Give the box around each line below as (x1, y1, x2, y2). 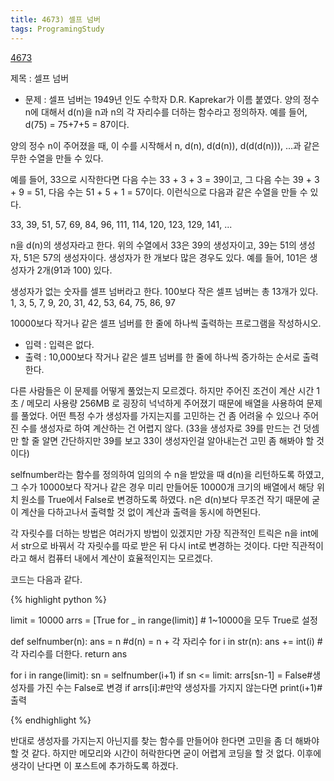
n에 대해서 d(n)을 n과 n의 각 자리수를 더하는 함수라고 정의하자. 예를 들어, (24, 106, 308, 118)
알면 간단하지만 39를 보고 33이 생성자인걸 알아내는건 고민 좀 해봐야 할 (41, 434, 315, 446)
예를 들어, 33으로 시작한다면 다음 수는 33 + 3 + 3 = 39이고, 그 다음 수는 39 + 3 (10, 173, 320, 185)
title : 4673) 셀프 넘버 (10, 14, 101, 25)
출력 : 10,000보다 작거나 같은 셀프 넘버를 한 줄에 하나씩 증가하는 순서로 (24, 351, 301, 363)
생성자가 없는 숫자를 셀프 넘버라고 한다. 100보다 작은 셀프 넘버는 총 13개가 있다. (10, 285, 319, 297)
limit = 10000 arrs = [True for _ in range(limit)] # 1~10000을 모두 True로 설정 (10, 614, 318, 626)
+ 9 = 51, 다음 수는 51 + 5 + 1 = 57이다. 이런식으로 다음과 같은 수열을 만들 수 (10, 186, 308, 198)
